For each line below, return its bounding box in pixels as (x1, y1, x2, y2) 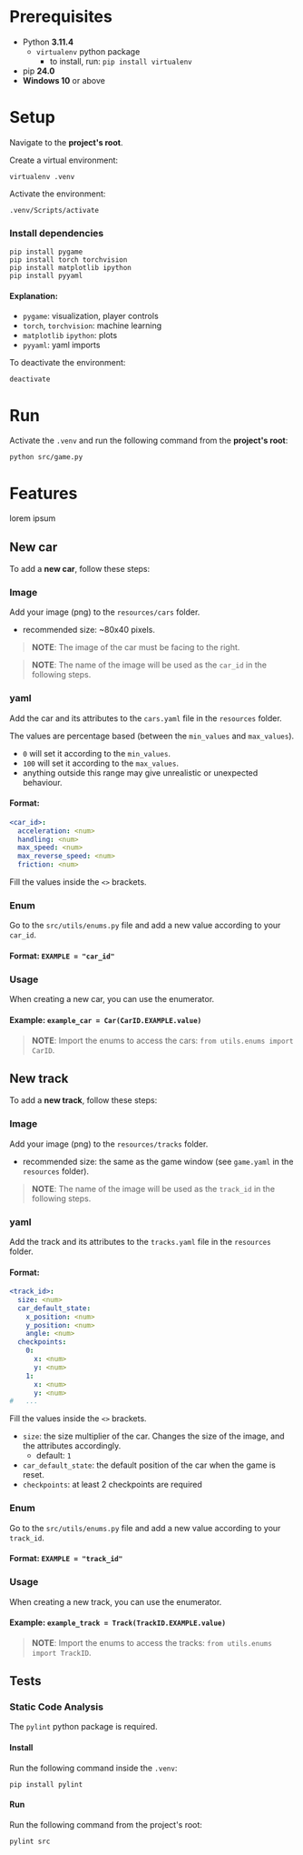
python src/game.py (9, 453, 83, 462)
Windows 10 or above (22, 75, 106, 85)
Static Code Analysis (9, 1700, 104, 1713)
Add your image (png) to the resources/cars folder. (9, 607, 200, 617)
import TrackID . (31, 1647, 93, 1658)
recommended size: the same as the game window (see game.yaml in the (22, 1156, 294, 1167)
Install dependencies (9, 226, 104, 239)
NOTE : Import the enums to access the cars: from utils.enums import (31, 1035, 294, 1046)
